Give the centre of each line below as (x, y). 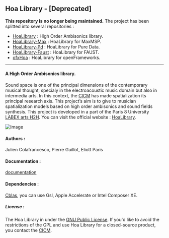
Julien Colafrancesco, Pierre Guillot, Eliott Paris (54, 150)
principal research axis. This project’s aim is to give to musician (71, 101)
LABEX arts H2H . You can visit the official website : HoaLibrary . (71, 117)
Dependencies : (22, 184)
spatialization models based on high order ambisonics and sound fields (79, 106)
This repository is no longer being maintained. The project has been (77, 21)
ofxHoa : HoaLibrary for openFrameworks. (56, 57)
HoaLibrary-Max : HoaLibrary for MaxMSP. (57, 41)
